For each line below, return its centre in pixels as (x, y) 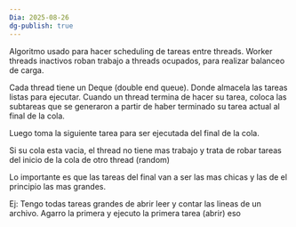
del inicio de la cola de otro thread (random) (90, 159)
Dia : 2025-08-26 (39, 17)
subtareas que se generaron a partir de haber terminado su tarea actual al (144, 106)
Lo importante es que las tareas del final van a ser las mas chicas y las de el (148, 177)
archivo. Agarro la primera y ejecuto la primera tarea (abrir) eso (125, 213)
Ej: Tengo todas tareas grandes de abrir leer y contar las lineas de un (136, 203)
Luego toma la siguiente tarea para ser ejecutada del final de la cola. (134, 133)
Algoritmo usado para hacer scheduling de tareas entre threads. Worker (141, 51)
